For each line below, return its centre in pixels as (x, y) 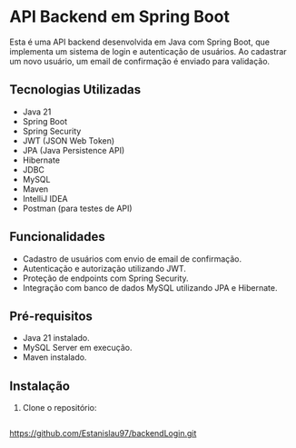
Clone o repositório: (59, 408)
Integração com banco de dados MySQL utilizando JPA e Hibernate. (150, 287)
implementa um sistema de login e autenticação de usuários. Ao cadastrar (148, 51)
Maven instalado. (54, 357)
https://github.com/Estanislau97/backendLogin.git (103, 433)
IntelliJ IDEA (45, 198)
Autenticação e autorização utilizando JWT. (104, 268)
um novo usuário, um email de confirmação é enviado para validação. (140, 61)
